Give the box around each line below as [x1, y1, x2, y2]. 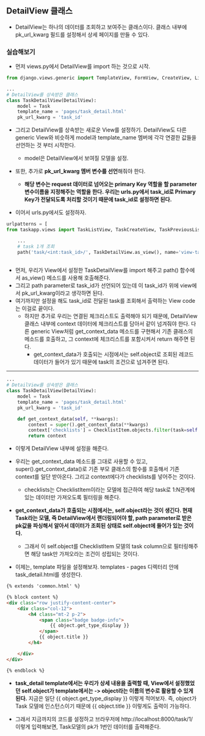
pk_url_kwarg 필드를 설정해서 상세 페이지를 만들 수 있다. [15, 31, 149, 38]
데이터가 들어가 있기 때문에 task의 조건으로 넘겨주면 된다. [33, 359, 170, 366]
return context [28, 433, 67, 439]
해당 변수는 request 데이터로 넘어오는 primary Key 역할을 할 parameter [24, 180, 197, 188]
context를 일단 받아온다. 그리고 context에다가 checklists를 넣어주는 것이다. [15, 473, 195, 480]
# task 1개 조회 [17, 243, 55, 250]
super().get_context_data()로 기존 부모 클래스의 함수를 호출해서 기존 [15, 466, 180, 473]
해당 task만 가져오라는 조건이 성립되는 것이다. [31, 550, 139, 558]
